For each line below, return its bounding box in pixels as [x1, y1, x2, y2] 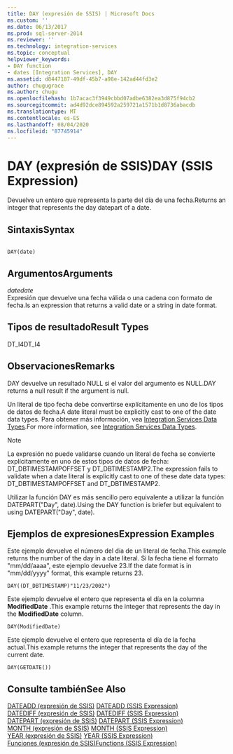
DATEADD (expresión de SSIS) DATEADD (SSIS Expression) [7, 702, 178, 711]
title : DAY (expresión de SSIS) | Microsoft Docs [7, 10, 155, 18]
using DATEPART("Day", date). [7, 508, 95, 516]
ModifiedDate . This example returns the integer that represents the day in [7, 602, 220, 611]
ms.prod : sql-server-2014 [7, 29, 83, 37]
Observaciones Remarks [7, 361, 115, 372]
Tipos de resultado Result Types [7, 321, 149, 333]
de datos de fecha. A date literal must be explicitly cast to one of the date [7, 408, 217, 416]
